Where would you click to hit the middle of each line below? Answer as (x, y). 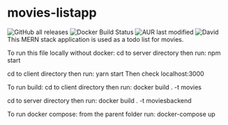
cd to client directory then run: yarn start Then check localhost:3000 (106, 74)
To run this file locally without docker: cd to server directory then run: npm (114, 53)
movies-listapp (52, 13)
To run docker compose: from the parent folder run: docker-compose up (112, 114)
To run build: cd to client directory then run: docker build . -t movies (105, 87)
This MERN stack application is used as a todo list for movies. (96, 39)
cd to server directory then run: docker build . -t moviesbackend (99, 100)
